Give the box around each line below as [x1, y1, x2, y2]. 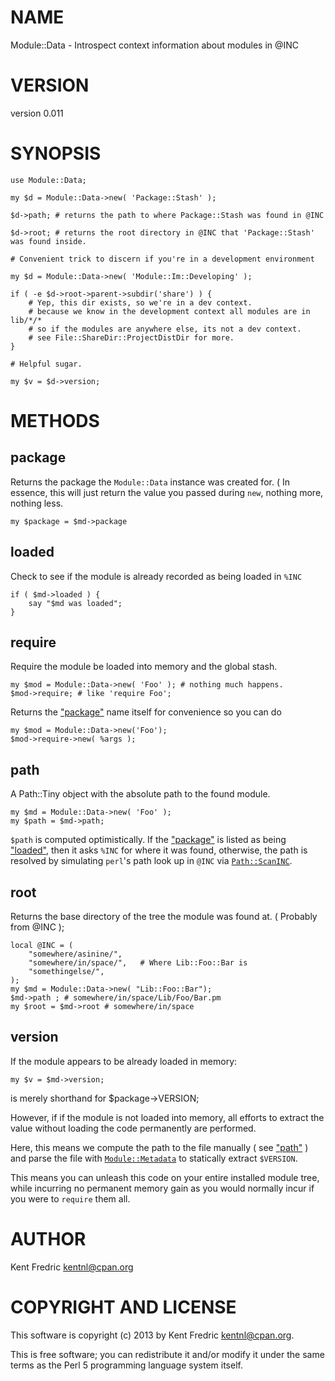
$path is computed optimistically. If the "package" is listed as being [10, 834, 287, 846]
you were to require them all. [10, 1192, 131, 1205]
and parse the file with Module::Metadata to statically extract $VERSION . [10, 1152, 298, 1164]
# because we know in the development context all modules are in [28, 306, 311, 316]
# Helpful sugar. [10, 359, 83, 369]
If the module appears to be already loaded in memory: [10, 1055, 238, 1067]
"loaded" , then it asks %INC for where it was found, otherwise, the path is [10, 844, 308, 856]
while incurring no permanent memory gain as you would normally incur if [10, 1182, 315, 1194]
